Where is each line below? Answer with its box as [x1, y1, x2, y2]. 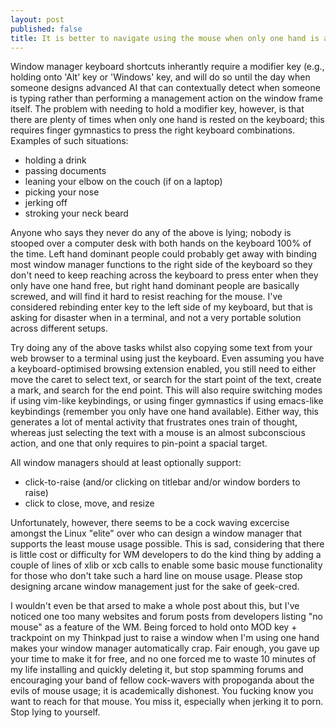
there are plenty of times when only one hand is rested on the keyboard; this [10, 114, 325, 126]
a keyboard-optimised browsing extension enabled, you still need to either [10, 363, 317, 375]
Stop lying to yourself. [10, 706, 101, 718]
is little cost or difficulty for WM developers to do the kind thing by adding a [10, 549, 322, 561]
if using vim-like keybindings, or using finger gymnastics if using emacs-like [10, 395, 324, 407]
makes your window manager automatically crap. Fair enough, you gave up [10, 642, 320, 655]
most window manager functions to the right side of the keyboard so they [10, 259, 313, 271]
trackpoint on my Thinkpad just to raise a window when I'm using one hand [10, 632, 320, 644]
